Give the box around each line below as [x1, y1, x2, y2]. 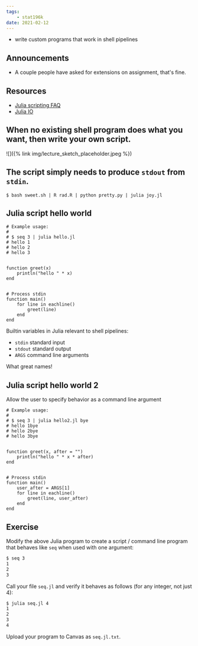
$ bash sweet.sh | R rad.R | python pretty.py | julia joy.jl [6, 192, 163, 198]
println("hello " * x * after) [17, 454, 94, 460]
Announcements [6, 53, 69, 63]
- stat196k [17, 14, 44, 20]
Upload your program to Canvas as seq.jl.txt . [6, 633, 121, 640]
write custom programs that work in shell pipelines [14, 36, 138, 43]
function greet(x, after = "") [6, 449, 83, 455]
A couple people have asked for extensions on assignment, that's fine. [14, 69, 186, 76]
